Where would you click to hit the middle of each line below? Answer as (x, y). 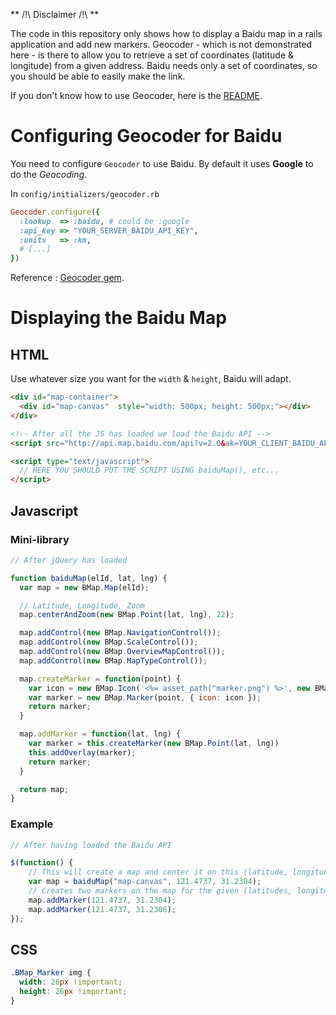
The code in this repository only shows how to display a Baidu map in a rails (166, 33)
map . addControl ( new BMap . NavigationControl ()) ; (120, 633)
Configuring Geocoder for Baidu (146, 136)
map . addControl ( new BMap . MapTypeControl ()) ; (113, 660)
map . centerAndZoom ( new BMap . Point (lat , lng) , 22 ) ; (127, 615)
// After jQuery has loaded (69, 560)
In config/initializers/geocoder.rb (85, 193)
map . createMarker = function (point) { (100, 679)
